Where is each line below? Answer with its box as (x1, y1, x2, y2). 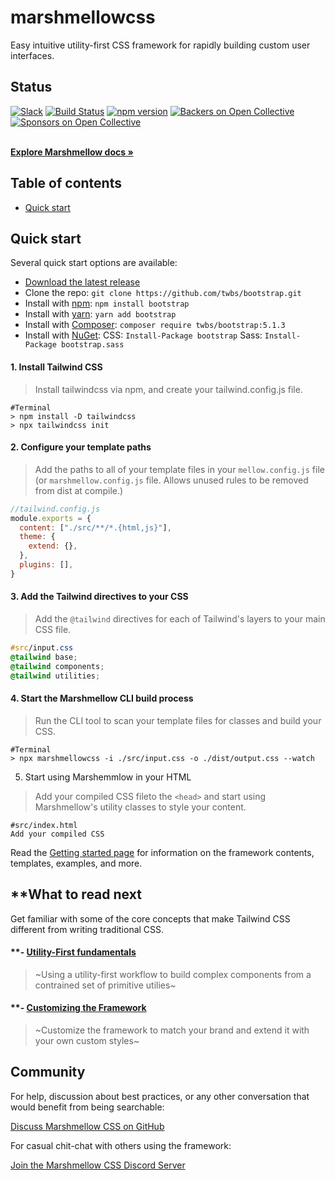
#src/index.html (10, 820, 78, 830)
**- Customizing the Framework (10, 1002, 147, 1014)
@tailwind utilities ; (10, 671, 101, 681)
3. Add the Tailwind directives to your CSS (10, 591, 189, 603)
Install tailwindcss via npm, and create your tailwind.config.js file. (34, 383, 303, 395)
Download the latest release (24, 276, 141, 288)
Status (10, 79, 53, 96)
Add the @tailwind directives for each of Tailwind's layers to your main (34, 612, 326, 625)
